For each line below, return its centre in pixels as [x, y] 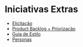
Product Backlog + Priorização [44, 28]
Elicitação [22, 23]
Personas [22, 39]
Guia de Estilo [26, 34]
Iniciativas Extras [41, 9]
